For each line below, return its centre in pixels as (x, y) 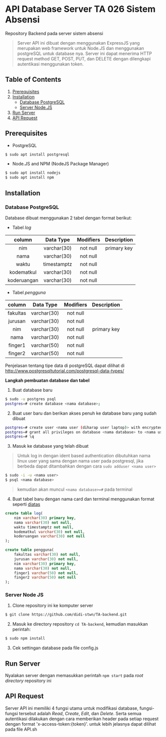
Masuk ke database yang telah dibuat (50, 446)
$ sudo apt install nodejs (33, 173)
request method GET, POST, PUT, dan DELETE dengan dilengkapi (84, 58)
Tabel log (22, 227)
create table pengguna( (30, 550)
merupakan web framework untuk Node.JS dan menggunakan (81, 48)
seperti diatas (26, 504)
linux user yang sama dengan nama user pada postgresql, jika (80, 461)
